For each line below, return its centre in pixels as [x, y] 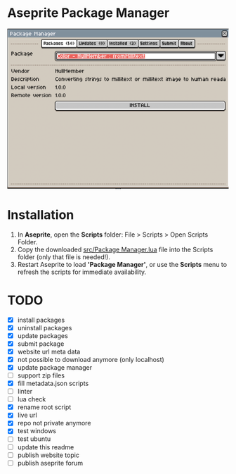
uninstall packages [45, 328]
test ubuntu [34, 439]
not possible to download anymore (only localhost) [91, 359]
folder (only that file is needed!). [64, 257]
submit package [41, 344]
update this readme [46, 447]
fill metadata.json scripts [53, 383]
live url [27, 415]
